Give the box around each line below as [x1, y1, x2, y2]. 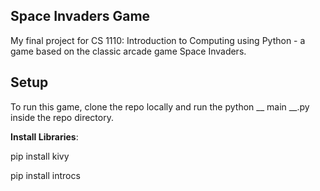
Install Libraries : [10, 130, 79, 143]
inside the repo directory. [10, 111, 114, 123]
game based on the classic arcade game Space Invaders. [10, 45, 247, 57]
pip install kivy [10, 150, 70, 162]
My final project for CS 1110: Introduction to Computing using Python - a [10, 34, 306, 46]
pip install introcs [10, 169, 81, 181]
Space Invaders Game [10, 8, 151, 25]
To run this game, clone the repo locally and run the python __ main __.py [10, 100, 310, 113]
